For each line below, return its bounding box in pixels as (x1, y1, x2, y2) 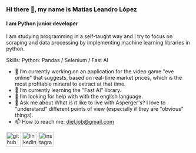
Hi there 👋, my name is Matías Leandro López (6, 5, 137, 13)
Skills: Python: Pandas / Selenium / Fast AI (6, 57, 109, 64)
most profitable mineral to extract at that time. (14, 80, 126, 87)
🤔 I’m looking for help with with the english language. (14, 93, 143, 100)
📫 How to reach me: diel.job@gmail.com (14, 118, 114, 125)
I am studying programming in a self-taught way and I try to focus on (6, 33, 173, 40)
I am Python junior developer (6, 20, 78, 27)
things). (14, 111, 34, 119)
